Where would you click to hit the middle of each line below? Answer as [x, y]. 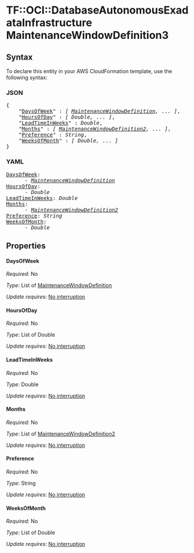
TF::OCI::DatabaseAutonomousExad [97, 10]
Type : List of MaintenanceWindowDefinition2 [61, 433]
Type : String [21, 483]
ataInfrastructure [49, 23]
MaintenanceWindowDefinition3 [88, 35]
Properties [26, 246]
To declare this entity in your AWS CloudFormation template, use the [89, 71]
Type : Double [22, 384]
